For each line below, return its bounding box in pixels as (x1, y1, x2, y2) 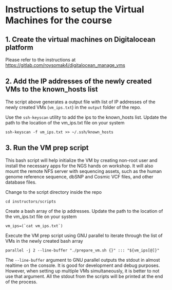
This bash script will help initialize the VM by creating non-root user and (5, 157, 158, 163)
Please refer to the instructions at (5, 57, 76, 63)
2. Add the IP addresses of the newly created (5, 77, 152, 86)
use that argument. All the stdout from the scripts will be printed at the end (5, 273, 163, 279)
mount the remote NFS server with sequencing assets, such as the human (5, 168, 162, 174)
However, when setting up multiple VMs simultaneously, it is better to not (5, 267, 160, 274)
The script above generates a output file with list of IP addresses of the (5, 99, 156, 105)
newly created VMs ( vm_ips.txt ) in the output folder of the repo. (5, 104, 142, 110)
